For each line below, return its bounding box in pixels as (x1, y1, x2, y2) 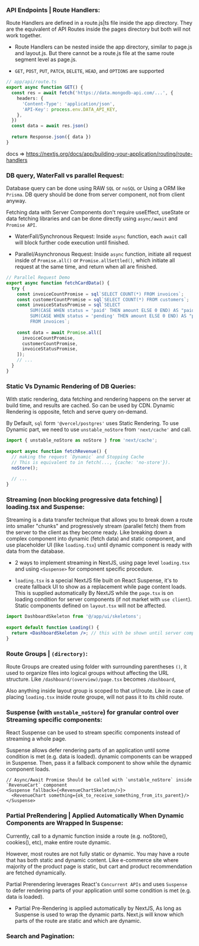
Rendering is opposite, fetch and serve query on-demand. (6, 408, 148, 416)
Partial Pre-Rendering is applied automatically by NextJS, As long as (14, 905, 182, 912)
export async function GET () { (6, 85, 84, 91)
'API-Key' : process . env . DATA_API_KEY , (21, 107, 118, 112)
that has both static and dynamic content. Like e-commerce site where (6, 856, 179, 864)
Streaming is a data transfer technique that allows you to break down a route (6, 516, 193, 523)
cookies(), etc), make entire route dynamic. (6, 838, 111, 846)
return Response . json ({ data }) (11, 134, 92, 140)
